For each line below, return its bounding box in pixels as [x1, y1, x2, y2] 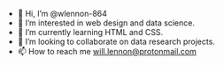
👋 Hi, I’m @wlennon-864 [17, 9, 108, 18]
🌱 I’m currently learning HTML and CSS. [17, 27, 164, 37]
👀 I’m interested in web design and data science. [17, 18, 195, 28]
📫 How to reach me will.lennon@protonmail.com [17, 47, 197, 56]
